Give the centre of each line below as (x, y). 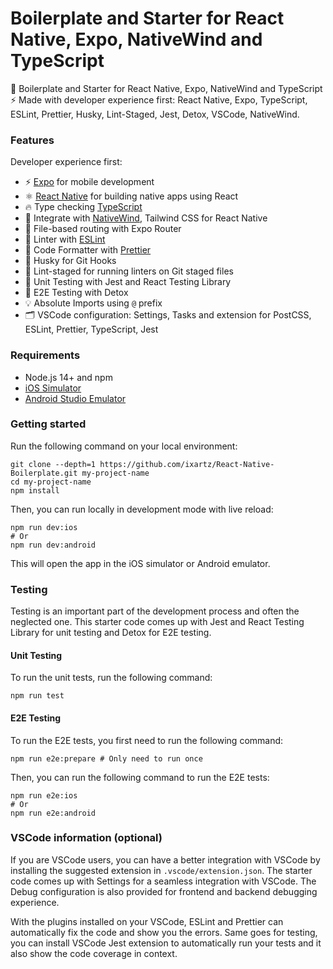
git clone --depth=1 (53, 464)
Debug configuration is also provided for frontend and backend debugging (164, 891)
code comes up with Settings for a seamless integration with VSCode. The (163, 881)
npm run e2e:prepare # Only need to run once (106, 758)
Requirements (45, 355)
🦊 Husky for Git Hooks (70, 261)
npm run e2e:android (53, 813)
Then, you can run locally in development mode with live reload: (142, 509)
